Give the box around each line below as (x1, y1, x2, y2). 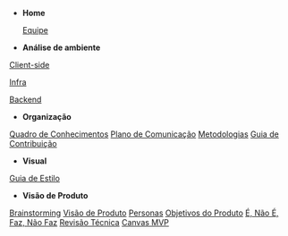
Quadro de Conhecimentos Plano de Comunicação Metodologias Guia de (9, 129, 279, 139)
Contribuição (9, 139, 57, 148)
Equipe (21, 25, 49, 35)
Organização (21, 112, 72, 122)
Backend (9, 94, 42, 105)
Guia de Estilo (9, 173, 61, 183)
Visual (21, 156, 47, 166)
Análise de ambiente (21, 42, 101, 53)
